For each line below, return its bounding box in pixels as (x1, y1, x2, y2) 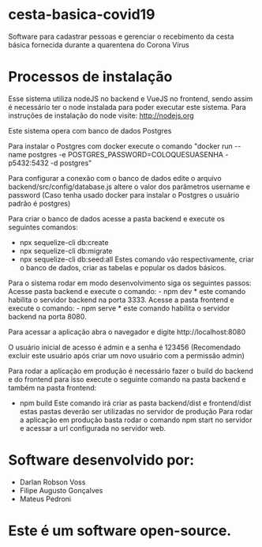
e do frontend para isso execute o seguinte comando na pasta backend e (8, 374, 246, 384)
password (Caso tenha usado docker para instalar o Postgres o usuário (8, 190, 240, 199)
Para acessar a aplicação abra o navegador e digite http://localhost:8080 (8, 326, 246, 337)
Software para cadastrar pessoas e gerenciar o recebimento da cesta (8, 32, 234, 41)
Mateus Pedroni (19, 494, 72, 504)
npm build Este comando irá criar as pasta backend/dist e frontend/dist (19, 398, 252, 408)
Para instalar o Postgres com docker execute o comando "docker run (8, 141, 233, 151)
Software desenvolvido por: (8, 451, 195, 470)
